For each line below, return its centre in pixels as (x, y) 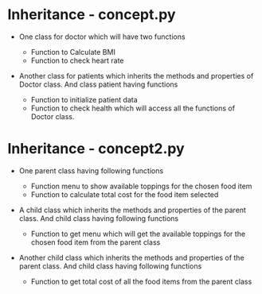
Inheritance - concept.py (92, 15)
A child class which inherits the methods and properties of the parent (132, 210)
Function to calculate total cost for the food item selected (125, 194)
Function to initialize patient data (84, 99)
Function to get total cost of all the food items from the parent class (141, 281)
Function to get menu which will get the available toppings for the (138, 234)
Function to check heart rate (77, 60)
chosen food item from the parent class (96, 242)
